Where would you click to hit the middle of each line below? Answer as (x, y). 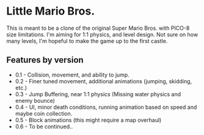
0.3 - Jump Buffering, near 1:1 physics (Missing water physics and (98, 94)
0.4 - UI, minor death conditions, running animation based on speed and (106, 107)
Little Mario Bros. (51, 11)
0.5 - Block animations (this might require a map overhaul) (88, 120)
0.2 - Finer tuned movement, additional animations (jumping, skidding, (104, 81)
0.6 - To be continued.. (44, 126)
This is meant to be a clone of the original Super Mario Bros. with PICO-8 (98, 28)
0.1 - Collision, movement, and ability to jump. (72, 75)
